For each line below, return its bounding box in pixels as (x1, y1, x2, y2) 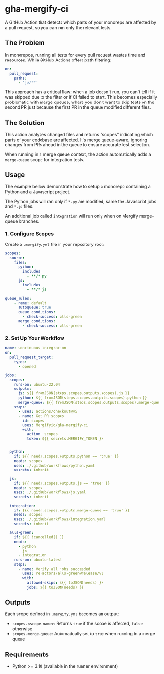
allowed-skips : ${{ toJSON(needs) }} (26, 580, 104, 585)
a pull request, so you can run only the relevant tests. (5, 24, 112, 30)
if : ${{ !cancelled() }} (14, 534, 64, 540)
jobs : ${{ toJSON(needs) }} (26, 585, 84, 590)
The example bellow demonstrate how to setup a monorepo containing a (5, 184, 151, 189)
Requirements (5, 650, 49, 658)
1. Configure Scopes (5, 230, 54, 237)
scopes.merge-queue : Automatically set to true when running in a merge (12, 631, 155, 637)
